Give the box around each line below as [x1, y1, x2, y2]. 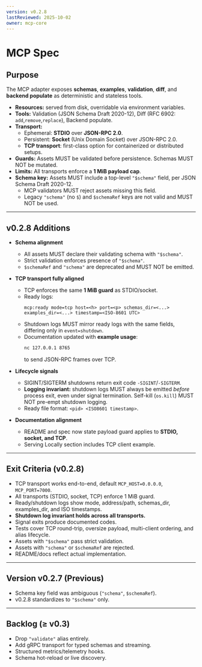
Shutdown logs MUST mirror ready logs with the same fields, [23, 320, 176, 328]
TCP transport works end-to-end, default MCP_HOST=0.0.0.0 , [14, 480, 164, 487]
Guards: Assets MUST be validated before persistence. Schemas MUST [14, 155, 194, 163]
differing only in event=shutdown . [23, 327, 104, 334]
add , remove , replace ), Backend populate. [14, 117, 113, 124]
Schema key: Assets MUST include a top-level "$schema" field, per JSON [14, 174, 196, 181]
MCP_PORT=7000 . [14, 486, 52, 494]
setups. [23, 149, 43, 156]
